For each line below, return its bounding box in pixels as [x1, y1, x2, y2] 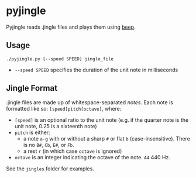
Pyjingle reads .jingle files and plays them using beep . [6, 23, 136, 30]
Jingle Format [6, 83, 57, 93]
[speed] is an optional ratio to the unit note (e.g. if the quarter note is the [14, 116, 189, 124]
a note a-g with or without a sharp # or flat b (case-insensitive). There [23, 135, 190, 142]
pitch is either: [14, 129, 51, 136]
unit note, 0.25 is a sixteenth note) [14, 122, 98, 129]
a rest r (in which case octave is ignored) [23, 148, 122, 155]
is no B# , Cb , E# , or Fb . [23, 141, 74, 148]
